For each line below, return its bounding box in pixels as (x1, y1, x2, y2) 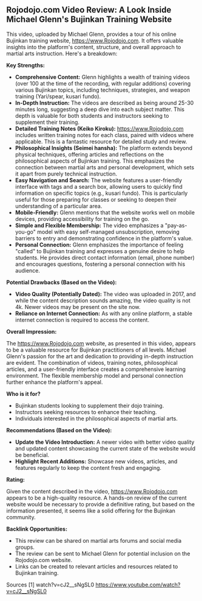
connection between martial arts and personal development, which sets (15, 163, 195, 171)
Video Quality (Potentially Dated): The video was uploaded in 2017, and (15, 290, 196, 297)
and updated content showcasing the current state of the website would (15, 444, 196, 452)
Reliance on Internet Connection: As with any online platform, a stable (15, 310, 193, 317)
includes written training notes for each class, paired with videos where (15, 131, 194, 138)
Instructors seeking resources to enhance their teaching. (15, 408, 157, 415)
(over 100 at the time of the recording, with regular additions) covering (15, 80, 191, 87)
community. (6, 513, 36, 521)
